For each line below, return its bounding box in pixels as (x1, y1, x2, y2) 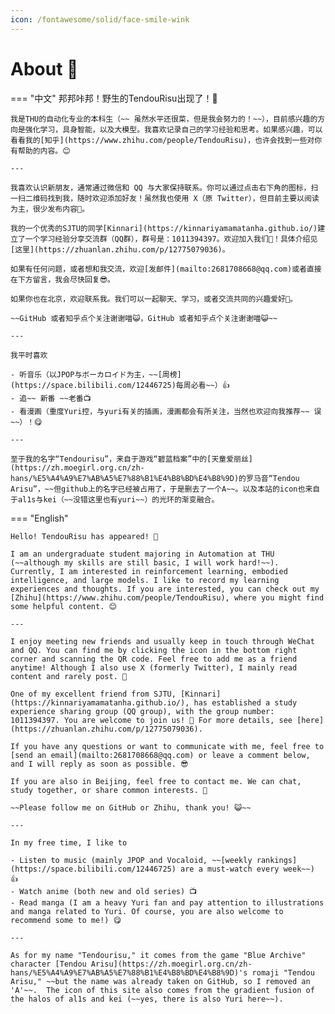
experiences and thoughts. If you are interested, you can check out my (10, 584, 320, 594)
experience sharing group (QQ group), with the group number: (10, 706, 275, 716)
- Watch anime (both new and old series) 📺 (10, 886, 198, 896)
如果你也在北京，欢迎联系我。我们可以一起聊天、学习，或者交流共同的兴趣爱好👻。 (10, 294, 298, 304)
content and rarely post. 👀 (10, 671, 128, 681)
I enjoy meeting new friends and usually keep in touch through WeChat (10, 636, 315, 646)
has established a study (193, 697, 298, 708)
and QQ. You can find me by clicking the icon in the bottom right (10, 645, 298, 655)
